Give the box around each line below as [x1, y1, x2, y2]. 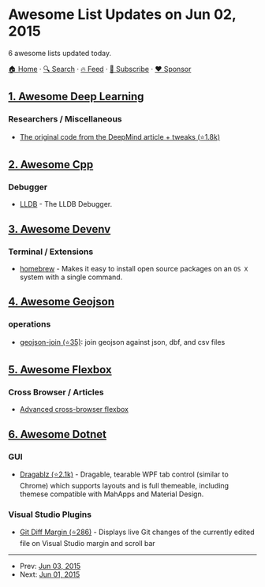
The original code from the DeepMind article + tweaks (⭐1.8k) [19, 132, 221, 141]
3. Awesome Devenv [8, 222, 111, 236]
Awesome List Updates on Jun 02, [8, 6, 237, 24]
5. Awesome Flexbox [8, 363, 112, 376]
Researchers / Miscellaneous [8, 114, 122, 125]
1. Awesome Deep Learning [8, 90, 144, 103]
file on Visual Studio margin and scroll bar [19, 539, 155, 548]
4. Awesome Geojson [8, 295, 115, 308]
